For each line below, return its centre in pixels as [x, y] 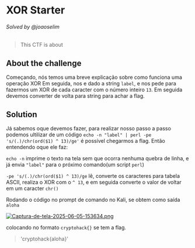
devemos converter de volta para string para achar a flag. [75, 96]
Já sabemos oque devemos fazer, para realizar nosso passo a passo [88, 129]
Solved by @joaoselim [33, 26]
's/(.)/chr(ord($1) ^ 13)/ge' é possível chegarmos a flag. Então [86, 141]
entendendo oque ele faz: [37, 147]
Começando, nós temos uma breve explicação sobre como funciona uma [94, 77]
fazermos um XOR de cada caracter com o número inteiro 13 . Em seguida [94, 90]
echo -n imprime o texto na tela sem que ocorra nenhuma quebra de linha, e [97, 159]
